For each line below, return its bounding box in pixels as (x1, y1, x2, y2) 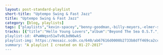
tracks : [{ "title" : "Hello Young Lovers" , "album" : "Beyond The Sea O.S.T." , (5, 29, 160, 34)
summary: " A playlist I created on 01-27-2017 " (5, 43, 103, 47)
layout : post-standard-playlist (5, 7, 70, 12)
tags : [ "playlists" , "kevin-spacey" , (5, 25, 79, 30)
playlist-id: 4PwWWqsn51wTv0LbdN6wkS (5, 34, 81, 39)
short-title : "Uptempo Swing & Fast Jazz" (5, 11, 92, 16)
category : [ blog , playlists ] (5, 20, 64, 25)
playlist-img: (5, 38, 34, 43)
